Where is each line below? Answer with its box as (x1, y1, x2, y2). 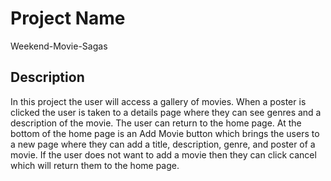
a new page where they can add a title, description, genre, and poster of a (10, 138, 316, 150)
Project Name (10, 7, 126, 30)
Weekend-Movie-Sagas (10, 40, 108, 52)
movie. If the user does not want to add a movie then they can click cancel (10, 148, 317, 161)
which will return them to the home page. (10, 159, 180, 171)
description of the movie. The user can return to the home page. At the (10, 117, 302, 129)
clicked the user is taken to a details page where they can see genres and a (10, 106, 322, 118)
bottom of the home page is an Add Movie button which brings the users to (10, 127, 320, 139)
